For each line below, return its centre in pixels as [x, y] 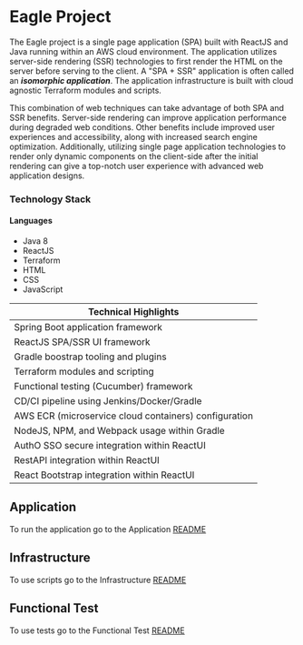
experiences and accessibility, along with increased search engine [134, 136]
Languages [31, 221]
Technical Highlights [133, 312]
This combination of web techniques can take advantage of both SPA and [147, 107]
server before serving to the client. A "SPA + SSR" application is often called [152, 71]
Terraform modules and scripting [84, 372]
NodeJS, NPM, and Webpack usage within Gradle [119, 431]
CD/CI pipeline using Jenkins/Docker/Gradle [108, 401]
